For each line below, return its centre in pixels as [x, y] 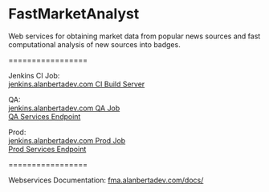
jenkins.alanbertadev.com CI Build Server [77, 84]
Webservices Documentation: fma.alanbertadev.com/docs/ [106, 180]
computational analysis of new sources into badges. [94, 44]
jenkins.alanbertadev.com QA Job [64, 108]
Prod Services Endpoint [47, 149]
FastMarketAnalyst [74, 14]
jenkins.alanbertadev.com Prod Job [67, 140]
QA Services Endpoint [45, 116]
